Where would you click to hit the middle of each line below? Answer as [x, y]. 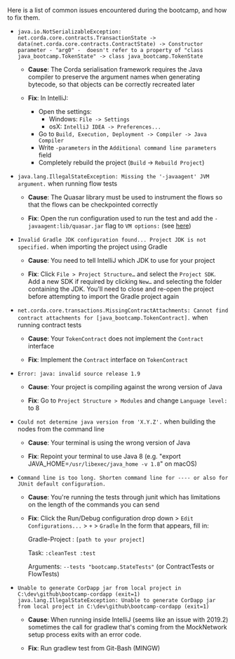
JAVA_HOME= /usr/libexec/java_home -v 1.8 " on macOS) [113, 464]
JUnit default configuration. [62, 484]
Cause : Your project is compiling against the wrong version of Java [125, 387]
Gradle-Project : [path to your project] [86, 539]
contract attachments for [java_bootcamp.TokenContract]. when [113, 318]
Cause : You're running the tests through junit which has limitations [124, 497]
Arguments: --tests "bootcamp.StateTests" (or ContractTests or [121, 566]
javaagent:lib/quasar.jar [66, 226]
